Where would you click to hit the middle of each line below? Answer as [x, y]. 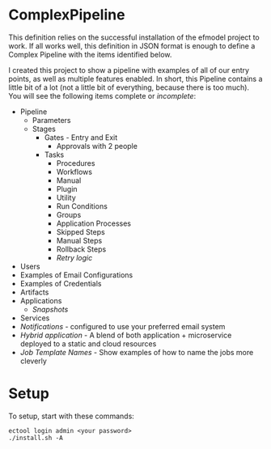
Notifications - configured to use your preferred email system [123, 326]
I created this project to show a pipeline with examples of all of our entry [129, 70]
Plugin [67, 188]
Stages [44, 129]
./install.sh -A [36, 438]
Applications [41, 300]
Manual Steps [79, 240]
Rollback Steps [81, 249]
